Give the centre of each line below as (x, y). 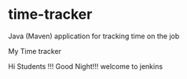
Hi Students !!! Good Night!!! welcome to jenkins (86, 66)
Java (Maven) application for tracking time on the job (94, 36)
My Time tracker (35, 51)
